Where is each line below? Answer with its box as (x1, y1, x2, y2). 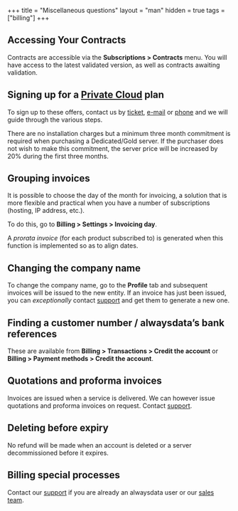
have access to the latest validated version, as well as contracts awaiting (7, 60, 220, 69)
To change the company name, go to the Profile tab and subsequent (7, 281, 208, 290)
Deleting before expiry (7, 422, 109, 434)
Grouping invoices (7, 172, 90, 184)
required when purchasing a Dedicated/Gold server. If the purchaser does (7, 137, 224, 145)
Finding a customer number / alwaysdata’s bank (7, 317, 225, 329)
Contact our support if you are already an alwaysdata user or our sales (7, 488, 215, 497)
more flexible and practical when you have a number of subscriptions (7, 199, 210, 207)
